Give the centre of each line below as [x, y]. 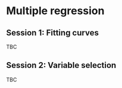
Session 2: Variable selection [61, 65]
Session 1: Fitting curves [53, 33]
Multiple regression [55, 11]
